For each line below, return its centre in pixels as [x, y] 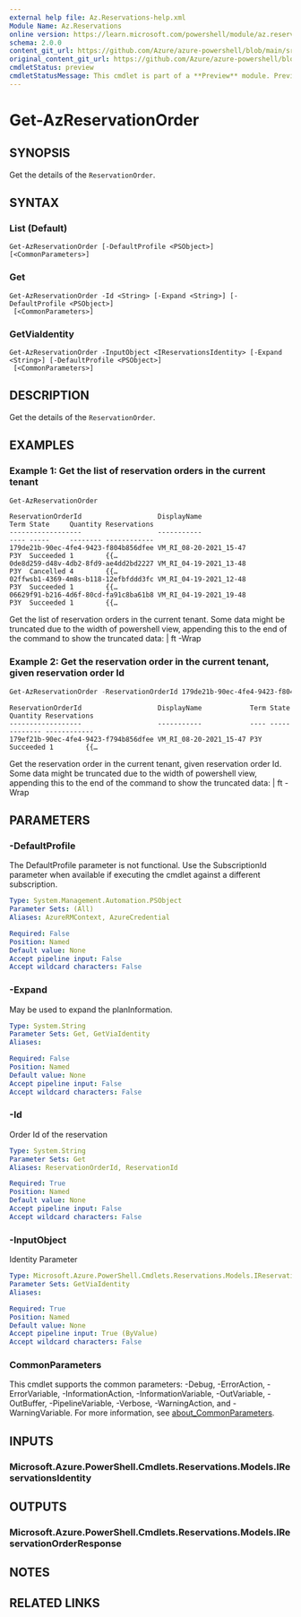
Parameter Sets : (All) [52, 909]
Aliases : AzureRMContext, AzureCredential [90, 918]
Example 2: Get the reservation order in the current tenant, [139, 662]
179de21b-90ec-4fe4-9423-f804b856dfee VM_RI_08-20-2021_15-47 [128, 548]
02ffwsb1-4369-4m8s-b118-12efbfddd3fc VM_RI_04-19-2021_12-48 [128, 580]
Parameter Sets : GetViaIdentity [69, 1285]
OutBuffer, [28, 1404]
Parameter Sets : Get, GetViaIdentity [80, 1034]
